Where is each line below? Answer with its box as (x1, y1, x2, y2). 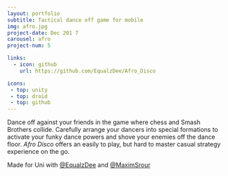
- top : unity (10, 86, 48, 93)
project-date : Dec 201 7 (7, 29, 79, 37)
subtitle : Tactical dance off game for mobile (7, 17, 144, 23)
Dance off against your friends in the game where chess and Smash (7, 118, 201, 126)
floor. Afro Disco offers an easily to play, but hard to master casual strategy (7, 140, 221, 148)
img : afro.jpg (7, 23, 48, 30)
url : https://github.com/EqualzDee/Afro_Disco (19, 67, 156, 75)
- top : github (10, 99, 51, 106)
